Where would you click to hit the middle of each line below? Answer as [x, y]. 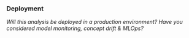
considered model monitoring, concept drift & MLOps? [75, 28]
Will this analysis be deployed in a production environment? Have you [94, 22]
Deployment [25, 9]
